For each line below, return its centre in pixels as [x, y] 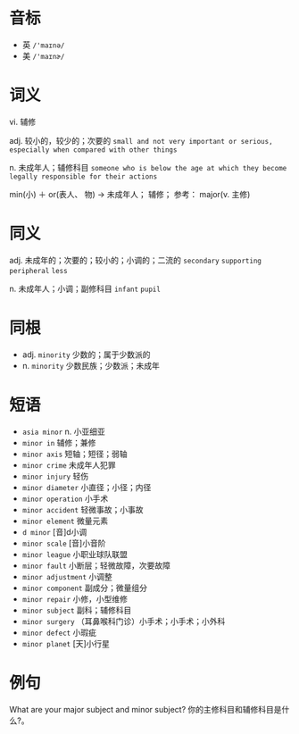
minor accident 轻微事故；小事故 [83, 509]
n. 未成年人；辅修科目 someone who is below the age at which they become [148, 167]
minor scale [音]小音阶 [64, 543]
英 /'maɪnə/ [43, 45]
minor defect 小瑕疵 [59, 632]
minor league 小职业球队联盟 [75, 554]
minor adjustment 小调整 [67, 576]
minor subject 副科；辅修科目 [77, 610]
